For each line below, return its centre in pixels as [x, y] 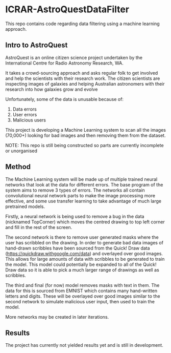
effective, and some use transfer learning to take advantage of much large [83, 201]
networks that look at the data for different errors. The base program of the [84, 184]
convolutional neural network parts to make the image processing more [80, 195]
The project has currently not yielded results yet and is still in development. [84, 345]
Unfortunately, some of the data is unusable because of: [65, 99]
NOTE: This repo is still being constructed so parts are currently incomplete [85, 145]
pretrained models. [25, 206]
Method [18, 167]
